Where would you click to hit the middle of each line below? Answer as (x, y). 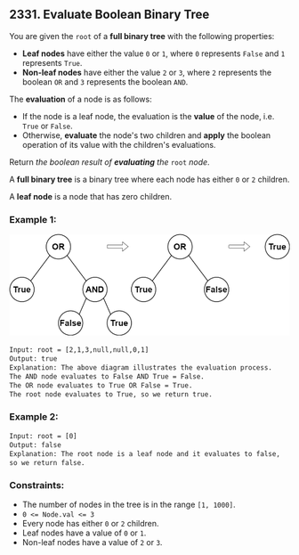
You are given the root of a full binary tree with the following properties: (142, 36)
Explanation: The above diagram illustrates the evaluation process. (141, 367)
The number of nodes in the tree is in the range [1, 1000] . (129, 505)
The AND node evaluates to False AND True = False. (107, 376)
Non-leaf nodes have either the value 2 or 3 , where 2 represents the (147, 72)
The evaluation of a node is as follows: (81, 99)
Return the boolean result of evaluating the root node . (110, 162)
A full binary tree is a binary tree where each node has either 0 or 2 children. (149, 179)
